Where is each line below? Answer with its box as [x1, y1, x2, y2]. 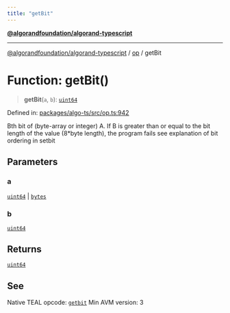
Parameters [7, 155, 58, 168]
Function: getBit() [7, 73, 110, 88]
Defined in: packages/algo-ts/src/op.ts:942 [7, 108, 129, 116]
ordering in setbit [7, 136, 56, 145]
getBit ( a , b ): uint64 [23, 95, 77, 103]
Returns [7, 243, 42, 255]
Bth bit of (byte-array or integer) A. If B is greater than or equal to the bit [7, 121, 211, 130]
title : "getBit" [7, 10, 53, 17]
